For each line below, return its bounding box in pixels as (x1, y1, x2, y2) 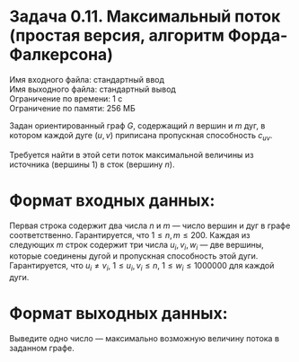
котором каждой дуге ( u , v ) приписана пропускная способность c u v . (9, 129, 273, 143)
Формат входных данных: (9, 190, 215, 210)
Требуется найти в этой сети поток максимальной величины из (9, 149, 254, 160)
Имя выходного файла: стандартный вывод (9, 84, 177, 94)
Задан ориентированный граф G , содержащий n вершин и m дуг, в (9, 119, 266, 131)
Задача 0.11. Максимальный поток (9, 6, 281, 27)
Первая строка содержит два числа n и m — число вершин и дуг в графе (9, 220, 291, 231)
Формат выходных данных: (9, 304, 228, 324)
